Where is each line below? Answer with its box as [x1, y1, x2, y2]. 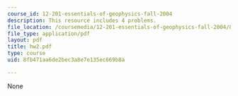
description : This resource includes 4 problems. [7, 17, 157, 24]
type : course [7, 50, 46, 57]
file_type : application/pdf [7, 30, 91, 37]
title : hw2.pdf [7, 43, 52, 50]
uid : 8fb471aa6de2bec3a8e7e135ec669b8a [7, 56, 125, 64]
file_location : [7, 23, 52, 30]
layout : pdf [7, 37, 42, 44]
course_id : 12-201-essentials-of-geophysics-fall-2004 [7, 10, 173, 18]
